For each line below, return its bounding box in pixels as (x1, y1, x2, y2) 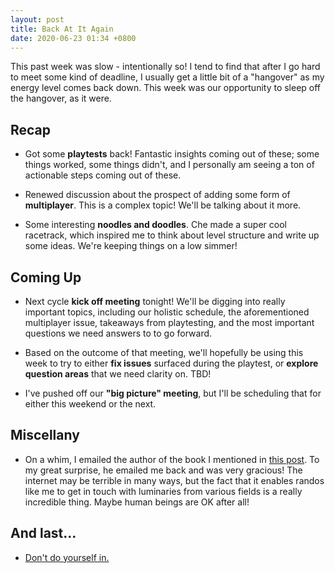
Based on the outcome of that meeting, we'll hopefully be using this (24, 347, 304, 358)
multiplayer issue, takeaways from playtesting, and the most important (24, 317, 315, 328)
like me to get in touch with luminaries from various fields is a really (24, 485, 303, 497)
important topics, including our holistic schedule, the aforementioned (24, 306, 310, 318)
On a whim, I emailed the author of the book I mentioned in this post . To (24, 453, 320, 465)
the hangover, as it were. (10, 92, 112, 105)
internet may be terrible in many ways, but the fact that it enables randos (24, 474, 325, 486)
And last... (10, 525, 77, 542)
